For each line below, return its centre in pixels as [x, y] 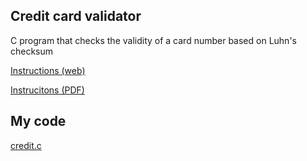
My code [38, 121]
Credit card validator [76, 16]
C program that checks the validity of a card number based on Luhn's [153, 40]
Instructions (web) [48, 70]
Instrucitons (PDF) [47, 90]
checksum [32, 51]
